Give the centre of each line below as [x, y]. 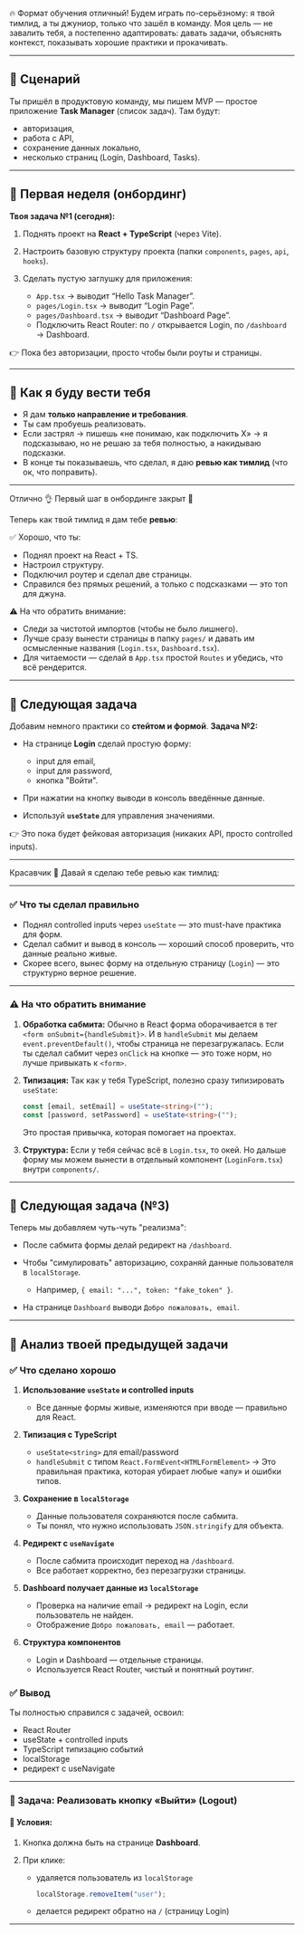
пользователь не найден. [85, 1615]
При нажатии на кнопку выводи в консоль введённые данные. [143, 798]
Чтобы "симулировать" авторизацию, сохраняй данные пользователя [158, 1263]
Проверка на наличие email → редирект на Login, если [142, 1605]
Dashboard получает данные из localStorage [110, 1588]
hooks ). [35, 261]
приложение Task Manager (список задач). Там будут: [115, 110]
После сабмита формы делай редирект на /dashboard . [127, 1245]
